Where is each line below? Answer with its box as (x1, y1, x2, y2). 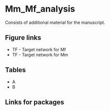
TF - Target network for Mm (12, 52, 68, 57)
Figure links (5, 34, 41, 42)
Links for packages (5, 98, 64, 106)
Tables (5, 66, 26, 74)
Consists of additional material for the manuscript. (5, 19, 106, 25)
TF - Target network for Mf (12, 46, 66, 52)
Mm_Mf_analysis (5, 3, 75, 15)
